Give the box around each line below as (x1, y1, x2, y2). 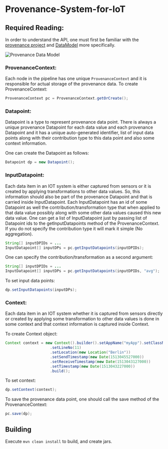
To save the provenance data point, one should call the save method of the (5, 396, 159, 402)
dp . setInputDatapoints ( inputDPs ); (5, 287, 77, 292)
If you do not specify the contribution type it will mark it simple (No (5, 225, 143, 231)
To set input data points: (5, 278, 55, 284)
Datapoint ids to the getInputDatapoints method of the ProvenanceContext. (5, 220, 160, 226)
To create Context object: (5, 331, 57, 337)
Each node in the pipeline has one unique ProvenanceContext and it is (5, 76, 147, 82)
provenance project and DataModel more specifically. (5, 42, 116, 48)
